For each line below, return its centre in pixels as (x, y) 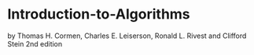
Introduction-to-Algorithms (99, 14)
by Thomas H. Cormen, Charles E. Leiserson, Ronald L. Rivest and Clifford (127, 36)
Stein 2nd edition (35, 43)
